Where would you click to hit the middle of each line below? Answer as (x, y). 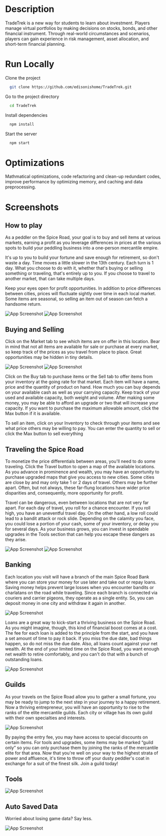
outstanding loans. (24, 659)
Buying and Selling (35, 329)
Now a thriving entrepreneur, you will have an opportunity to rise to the (77, 707)
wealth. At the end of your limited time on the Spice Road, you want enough (82, 649)
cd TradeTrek (23, 105)
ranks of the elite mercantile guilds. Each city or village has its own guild (79, 712)
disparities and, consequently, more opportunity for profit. (64, 493)
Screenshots (32, 207)
